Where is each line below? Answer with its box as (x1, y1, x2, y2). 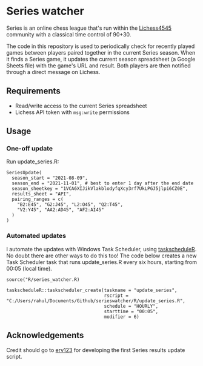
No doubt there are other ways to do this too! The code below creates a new (6, 252, 197, 259)
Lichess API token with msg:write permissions (15, 108, 130, 116)
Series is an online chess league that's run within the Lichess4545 (6, 24, 171, 32)
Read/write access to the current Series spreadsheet (15, 102, 147, 109)
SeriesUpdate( (6, 170, 42, 176)
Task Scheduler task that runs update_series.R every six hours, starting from (6, 258, 197, 265)
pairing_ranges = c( (12, 196, 64, 203)
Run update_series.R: (6, 158, 59, 165)
